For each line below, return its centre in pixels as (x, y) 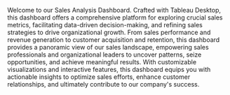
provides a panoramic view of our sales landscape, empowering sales (108, 47)
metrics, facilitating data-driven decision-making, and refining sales (105, 25)
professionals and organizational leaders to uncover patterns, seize (104, 54)
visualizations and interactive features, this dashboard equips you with (109, 70)
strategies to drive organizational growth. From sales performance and (109, 32)
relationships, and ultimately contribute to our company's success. (103, 84)
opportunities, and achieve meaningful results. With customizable (102, 62)
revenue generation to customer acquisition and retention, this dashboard (114, 40)
